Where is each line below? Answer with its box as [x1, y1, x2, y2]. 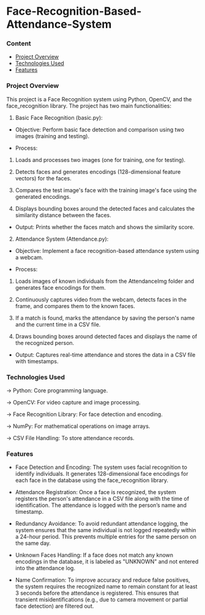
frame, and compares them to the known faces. [15, 302, 136, 309]
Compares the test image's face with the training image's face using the [15, 186, 197, 194]
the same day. [15, 540, 51, 547]
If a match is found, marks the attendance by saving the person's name [15, 314, 195, 322]
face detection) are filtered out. [15, 603, 94, 610]
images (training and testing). [15, 132, 90, 139]
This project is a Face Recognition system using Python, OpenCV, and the [6, 95, 192, 102]
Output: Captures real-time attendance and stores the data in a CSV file [15, 351, 196, 358]
